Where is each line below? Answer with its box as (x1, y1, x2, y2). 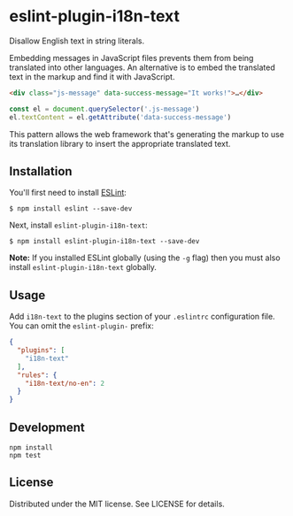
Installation (9, 164, 73, 179)
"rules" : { (17, 370, 58, 380)
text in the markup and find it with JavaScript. (9, 71, 175, 81)
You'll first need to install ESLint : (9, 188, 127, 198)
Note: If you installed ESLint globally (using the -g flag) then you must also (9, 252, 281, 263)
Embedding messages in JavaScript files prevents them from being (9, 52, 254, 63)
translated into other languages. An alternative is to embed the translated (9, 62, 276, 73)
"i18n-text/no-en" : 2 (25, 379, 104, 388)
